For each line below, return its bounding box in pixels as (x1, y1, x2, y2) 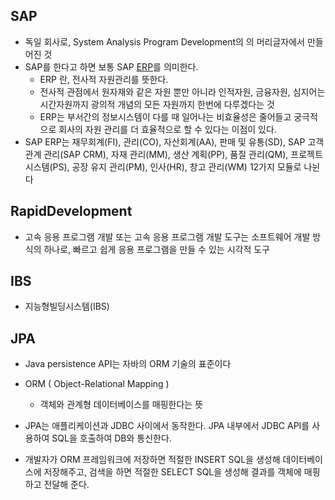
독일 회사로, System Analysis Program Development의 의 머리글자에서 (24, 35, 305, 48)
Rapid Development (10, 203, 133, 220)
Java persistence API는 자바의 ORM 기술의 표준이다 (24, 358, 232, 370)
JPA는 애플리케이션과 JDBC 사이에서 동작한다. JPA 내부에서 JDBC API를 (24, 420, 310, 432)
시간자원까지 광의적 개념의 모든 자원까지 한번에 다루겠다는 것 (39, 98, 275, 110)
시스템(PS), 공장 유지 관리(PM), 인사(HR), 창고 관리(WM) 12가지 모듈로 (24, 160, 302, 173)
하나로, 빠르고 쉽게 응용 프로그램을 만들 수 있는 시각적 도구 (43, 243, 270, 255)
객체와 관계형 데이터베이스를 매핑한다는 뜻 (39, 399, 204, 411)
